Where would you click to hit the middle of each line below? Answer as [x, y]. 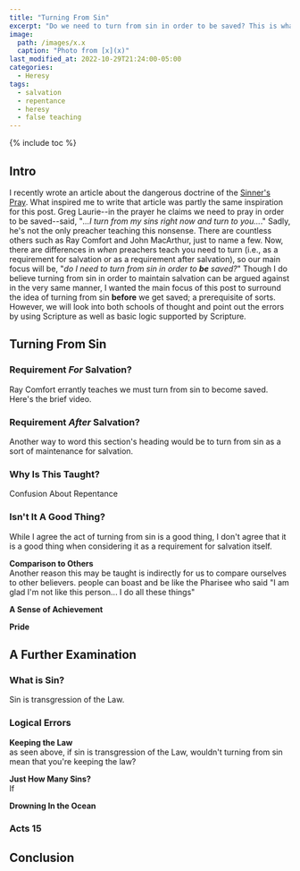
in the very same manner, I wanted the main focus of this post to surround [145, 287]
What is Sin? [37, 679]
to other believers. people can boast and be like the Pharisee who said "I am [150, 582]
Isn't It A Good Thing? [57, 517]
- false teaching [50, 117]
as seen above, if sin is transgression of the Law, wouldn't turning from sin [146, 752]
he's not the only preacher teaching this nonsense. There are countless [141, 230]
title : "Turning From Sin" [59, 17]
